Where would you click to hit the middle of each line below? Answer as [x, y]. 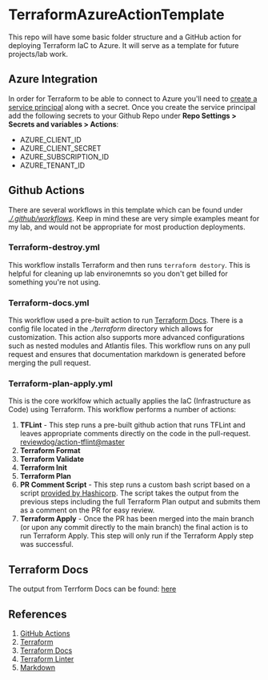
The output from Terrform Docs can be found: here [92, 589]
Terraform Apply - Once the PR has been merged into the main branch [137, 519]
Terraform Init [44, 467]
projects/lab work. [38, 54]
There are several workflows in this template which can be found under [126, 209]
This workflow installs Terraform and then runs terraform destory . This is [129, 265]
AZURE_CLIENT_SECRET [60, 148]
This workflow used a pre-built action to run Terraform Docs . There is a [126, 320]
